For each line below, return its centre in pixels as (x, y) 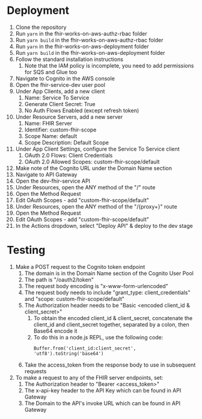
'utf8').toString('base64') (69, 353)
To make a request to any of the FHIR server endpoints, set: (89, 377)
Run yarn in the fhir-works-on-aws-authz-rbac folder (81, 33)
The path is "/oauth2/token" (59, 279)
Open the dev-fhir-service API (53, 181)
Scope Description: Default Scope (66, 142)
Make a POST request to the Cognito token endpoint (80, 266)
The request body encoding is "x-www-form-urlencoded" (96, 286)
